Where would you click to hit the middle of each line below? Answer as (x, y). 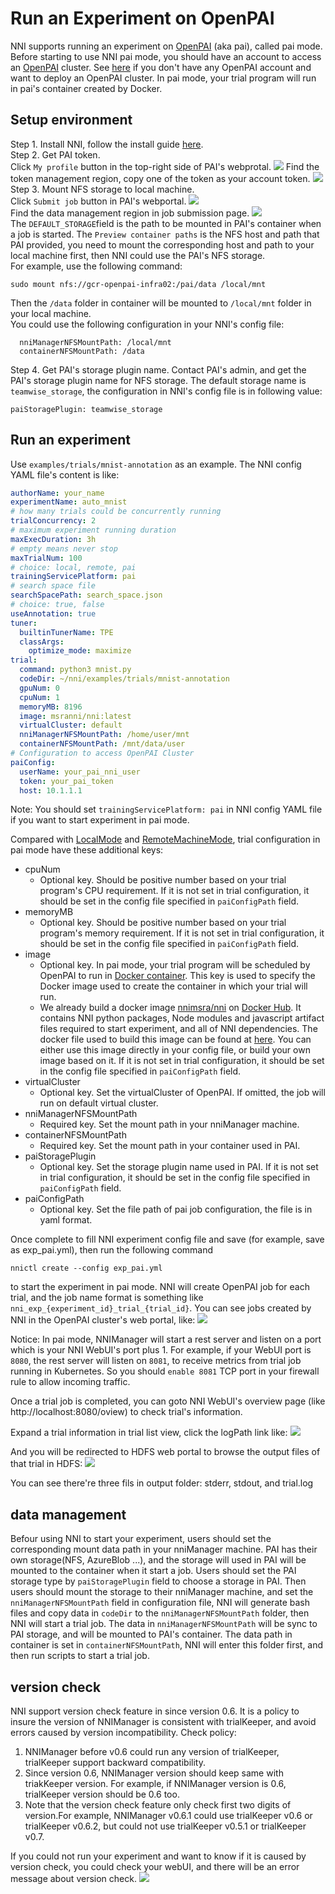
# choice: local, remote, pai (73, 567)
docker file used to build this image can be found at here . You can (175, 1039)
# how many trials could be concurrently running (116, 512)
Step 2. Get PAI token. (55, 154)
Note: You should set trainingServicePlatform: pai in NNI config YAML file (166, 809)
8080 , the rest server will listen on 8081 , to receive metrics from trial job (156, 1361)
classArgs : (42, 642)
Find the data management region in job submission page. (130, 213)
